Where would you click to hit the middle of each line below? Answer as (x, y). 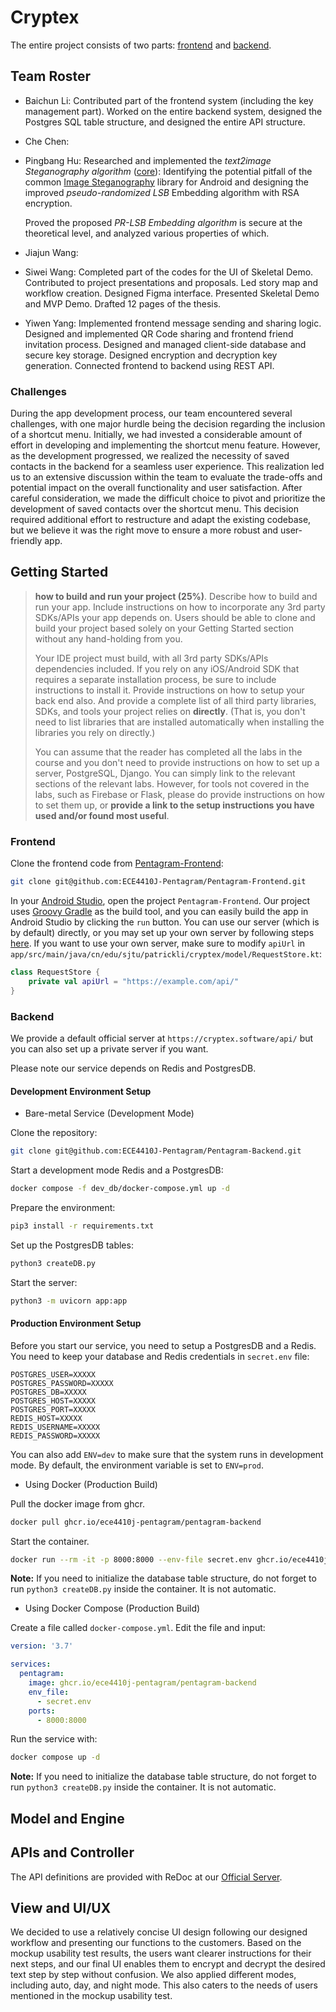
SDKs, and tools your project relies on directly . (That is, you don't (170, 711)
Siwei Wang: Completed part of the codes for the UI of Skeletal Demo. (169, 272)
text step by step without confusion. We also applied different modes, (153, 1975)
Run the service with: (54, 1739)
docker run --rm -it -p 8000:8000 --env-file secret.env (131, 1559)
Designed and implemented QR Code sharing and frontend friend (159, 333)
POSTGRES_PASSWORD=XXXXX (62, 1383)
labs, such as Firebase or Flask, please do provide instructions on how (179, 794)
